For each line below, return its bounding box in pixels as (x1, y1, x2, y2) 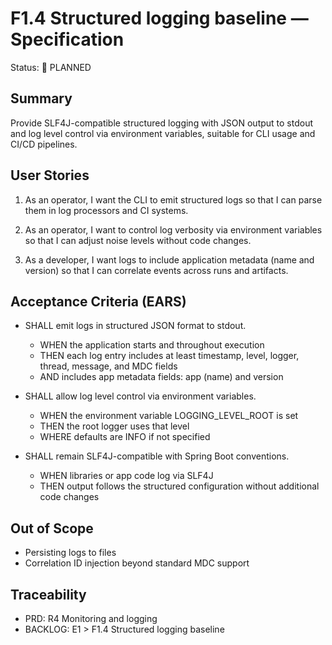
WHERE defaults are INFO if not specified (39, 431, 211, 443)
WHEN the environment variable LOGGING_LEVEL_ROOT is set (39, 410, 299, 422)
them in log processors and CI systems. (24, 204, 189, 216)
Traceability (10, 586, 87, 603)
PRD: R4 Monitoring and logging (24, 613, 158, 624)
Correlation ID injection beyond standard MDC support (24, 557, 250, 569)
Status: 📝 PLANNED (10, 61, 92, 73)
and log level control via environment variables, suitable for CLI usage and (10, 127, 316, 139)
